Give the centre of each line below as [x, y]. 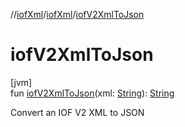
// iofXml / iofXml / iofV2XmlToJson [77, 14]
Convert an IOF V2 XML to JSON [77, 112]
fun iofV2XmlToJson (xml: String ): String [92, 93]
